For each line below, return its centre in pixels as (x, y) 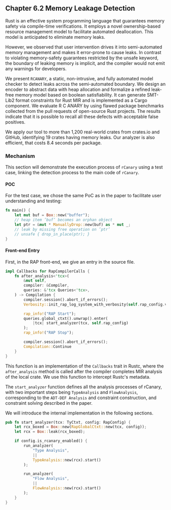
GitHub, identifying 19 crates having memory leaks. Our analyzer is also (80, 137)
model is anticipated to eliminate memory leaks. (55, 37)
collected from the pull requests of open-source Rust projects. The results (83, 111)
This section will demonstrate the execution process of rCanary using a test (84, 167)
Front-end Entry (22, 250)
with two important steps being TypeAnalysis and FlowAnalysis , (72, 392)
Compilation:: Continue (48, 346)
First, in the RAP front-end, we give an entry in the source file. (70, 262)
